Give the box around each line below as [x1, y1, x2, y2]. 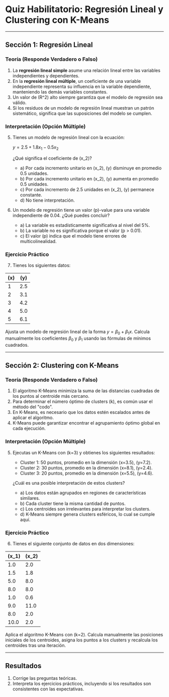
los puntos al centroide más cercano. [12, 393, 90, 399]
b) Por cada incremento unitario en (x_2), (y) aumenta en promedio [20, 175, 159, 181]
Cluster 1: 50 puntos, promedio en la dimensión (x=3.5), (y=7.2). [20, 459, 152, 466]
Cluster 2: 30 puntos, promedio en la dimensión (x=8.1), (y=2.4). [20, 464, 153, 471]
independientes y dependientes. [12, 72, 79, 79]
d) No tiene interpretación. [20, 197, 75, 203]
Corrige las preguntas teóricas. [12, 675, 77, 681]
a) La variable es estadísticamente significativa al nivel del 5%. [20, 222, 150, 228]
